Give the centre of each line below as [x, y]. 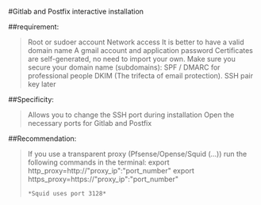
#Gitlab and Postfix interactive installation [76, 11]
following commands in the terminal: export [98, 162]
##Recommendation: [42, 139]
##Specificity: [31, 99]
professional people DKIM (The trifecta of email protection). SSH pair [140, 76]
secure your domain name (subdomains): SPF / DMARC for [124, 67]
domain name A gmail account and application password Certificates [140, 50]
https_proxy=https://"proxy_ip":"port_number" [103, 179]
